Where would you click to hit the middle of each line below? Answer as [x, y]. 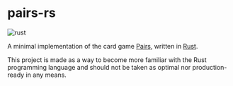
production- [210, 67]
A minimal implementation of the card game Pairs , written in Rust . [103, 46]
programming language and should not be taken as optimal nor [99, 67]
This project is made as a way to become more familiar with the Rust [107, 60]
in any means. [46, 75]
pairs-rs [32, 13]
